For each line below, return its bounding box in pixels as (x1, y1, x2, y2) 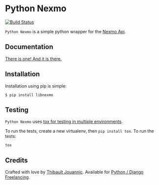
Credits (5, 156, 28, 164)
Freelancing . (5, 174, 30, 180)
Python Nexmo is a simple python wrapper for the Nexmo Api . (5, 28, 126, 34)
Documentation (5, 43, 54, 51)
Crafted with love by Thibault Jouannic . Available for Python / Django (5, 169, 144, 175)
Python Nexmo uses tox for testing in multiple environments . (5, 118, 123, 125)
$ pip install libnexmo (5, 92, 54, 97)
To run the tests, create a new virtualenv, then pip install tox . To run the (5, 128, 154, 134)
